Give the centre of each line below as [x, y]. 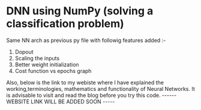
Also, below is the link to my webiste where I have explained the [85, 82]
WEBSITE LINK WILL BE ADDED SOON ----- [61, 101]
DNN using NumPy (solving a [80, 11]
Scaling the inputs [37, 58]
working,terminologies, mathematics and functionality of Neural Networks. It [100, 88]
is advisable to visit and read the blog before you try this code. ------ [91, 95]
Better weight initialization [47, 65]
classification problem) [65, 24]
